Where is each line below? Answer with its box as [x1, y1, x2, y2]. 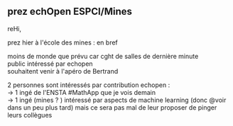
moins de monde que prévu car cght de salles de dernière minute [7, 52, 199, 60]
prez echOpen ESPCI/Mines [7, 6, 133, 18]
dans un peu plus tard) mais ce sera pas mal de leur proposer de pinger [7, 103, 217, 112]
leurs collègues [7, 110, 53, 119]
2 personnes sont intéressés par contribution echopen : [7, 81, 170, 89]
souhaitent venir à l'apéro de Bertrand [7, 67, 119, 75]
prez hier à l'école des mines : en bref [7, 38, 119, 47]
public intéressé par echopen [7, 59, 94, 68]
